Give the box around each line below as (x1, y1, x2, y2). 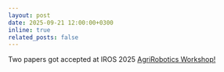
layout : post (8, 11, 51, 20)
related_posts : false (8, 33, 79, 41)
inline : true (8, 26, 51, 34)
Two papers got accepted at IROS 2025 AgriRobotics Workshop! (8, 55, 216, 64)
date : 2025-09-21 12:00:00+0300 (8, 19, 114, 27)
